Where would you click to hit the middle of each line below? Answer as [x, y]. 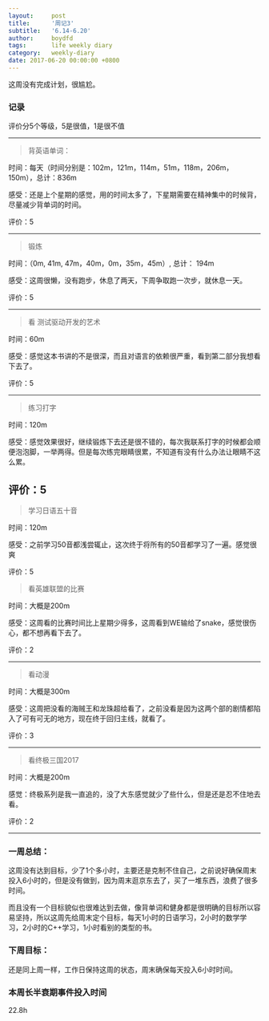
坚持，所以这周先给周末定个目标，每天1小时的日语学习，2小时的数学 [127, 918]
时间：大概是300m [39, 691]
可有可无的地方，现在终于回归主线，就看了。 [96, 718]
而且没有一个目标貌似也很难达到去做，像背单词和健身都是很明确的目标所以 [131, 908]
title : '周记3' [41, 23]
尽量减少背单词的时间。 [47, 205]
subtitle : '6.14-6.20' [50, 30]
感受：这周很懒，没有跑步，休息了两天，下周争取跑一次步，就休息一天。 [127, 281]
